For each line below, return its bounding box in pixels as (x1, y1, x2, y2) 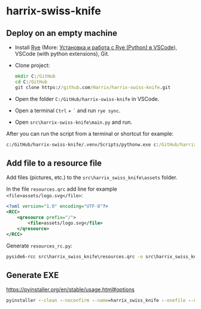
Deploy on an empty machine (6, 28, 118, 38)
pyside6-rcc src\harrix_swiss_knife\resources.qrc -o (6, 253, 144, 259)
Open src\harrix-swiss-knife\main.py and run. (14, 118, 133, 126)
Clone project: (14, 62, 50, 69)
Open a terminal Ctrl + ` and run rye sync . (14, 106, 121, 114)
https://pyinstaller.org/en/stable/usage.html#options (6, 286, 135, 293)
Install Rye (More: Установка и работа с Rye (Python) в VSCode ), (14, 44, 178, 51)
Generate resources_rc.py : (6, 242, 73, 249)
